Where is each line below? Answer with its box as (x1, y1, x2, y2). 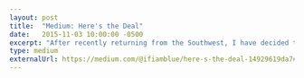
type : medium (9, 47, 59, 56)
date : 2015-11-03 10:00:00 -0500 (9, 30, 144, 39)
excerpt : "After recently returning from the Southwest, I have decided (9, 38, 290, 48)
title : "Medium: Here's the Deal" (9, 22, 144, 30)
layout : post (9, 13, 59, 22)
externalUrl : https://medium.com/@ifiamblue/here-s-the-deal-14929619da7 (9, 55, 294, 64)
